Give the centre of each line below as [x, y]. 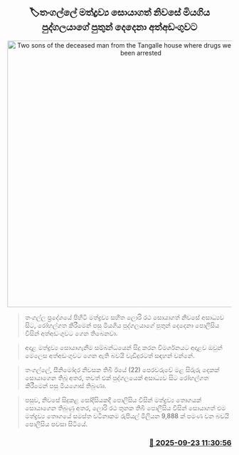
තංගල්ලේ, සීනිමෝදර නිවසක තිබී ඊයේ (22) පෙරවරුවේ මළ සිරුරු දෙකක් [122, 370]
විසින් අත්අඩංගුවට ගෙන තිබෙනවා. [71, 333]
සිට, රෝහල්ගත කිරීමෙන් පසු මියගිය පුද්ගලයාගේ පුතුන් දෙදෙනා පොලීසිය [122, 325]
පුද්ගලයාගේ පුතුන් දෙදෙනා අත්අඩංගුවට [119, 27]
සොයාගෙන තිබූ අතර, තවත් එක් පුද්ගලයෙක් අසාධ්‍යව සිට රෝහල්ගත [117, 378]
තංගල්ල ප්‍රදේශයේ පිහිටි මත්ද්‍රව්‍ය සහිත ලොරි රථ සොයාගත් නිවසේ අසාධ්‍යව [124, 317]
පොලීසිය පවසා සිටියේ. [56, 424]
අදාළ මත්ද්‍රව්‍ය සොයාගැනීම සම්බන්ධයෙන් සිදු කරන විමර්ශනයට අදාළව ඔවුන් [123, 347]
